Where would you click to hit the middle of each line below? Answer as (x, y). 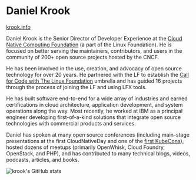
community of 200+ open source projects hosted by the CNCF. (83, 57)
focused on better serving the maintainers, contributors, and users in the (94, 50)
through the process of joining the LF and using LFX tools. (77, 87)
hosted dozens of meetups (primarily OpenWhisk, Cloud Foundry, (86, 147)
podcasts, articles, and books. (43, 159)
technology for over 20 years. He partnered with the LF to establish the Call (98, 74)
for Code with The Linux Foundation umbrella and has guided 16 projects (94, 81)
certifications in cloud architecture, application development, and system (94, 104)
